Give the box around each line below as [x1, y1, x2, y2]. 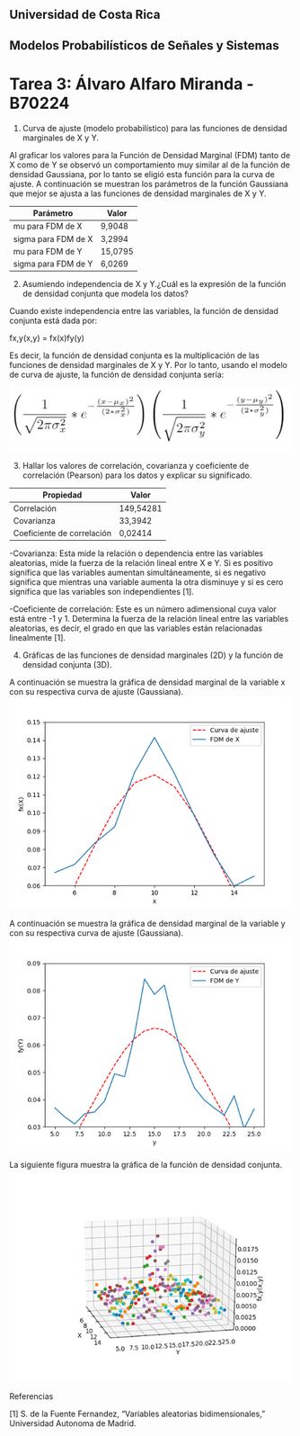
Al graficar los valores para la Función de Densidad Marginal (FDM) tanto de [9, 149, 291, 160]
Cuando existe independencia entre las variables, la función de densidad [9, 305, 278, 316]
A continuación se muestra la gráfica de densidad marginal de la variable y [9, 918, 286, 929]
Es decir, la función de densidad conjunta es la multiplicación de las [9, 350, 260, 361]
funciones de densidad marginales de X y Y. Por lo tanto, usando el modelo [9, 359, 287, 370]
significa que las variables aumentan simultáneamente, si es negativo [9, 567, 267, 578]
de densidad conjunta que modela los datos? [22, 288, 189, 299]
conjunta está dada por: [9, 315, 98, 326]
